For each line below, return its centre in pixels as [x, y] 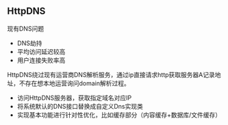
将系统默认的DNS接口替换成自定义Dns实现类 [80, 106]
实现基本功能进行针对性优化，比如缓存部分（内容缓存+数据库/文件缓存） [119, 115]
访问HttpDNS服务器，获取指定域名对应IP [74, 98]
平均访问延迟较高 [41, 51]
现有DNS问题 [26, 28]
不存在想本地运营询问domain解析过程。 [74, 83]
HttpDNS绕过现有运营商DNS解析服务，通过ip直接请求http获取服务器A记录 [111, 74]
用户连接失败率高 [41, 60]
